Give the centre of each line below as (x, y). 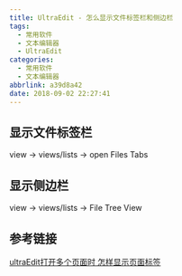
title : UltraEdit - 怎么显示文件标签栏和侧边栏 (91, 18)
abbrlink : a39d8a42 (46, 85)
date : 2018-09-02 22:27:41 (60, 93)
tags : (19, 26)
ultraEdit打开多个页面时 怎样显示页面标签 (85, 262)
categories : (32, 60)
